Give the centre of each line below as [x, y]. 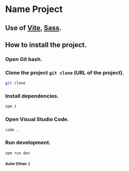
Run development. [28, 143]
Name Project [34, 9]
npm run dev [17, 153]
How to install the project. [46, 45]
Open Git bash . [24, 59]
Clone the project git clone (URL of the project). [65, 72]
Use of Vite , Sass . [33, 28]
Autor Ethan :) [18, 164]
